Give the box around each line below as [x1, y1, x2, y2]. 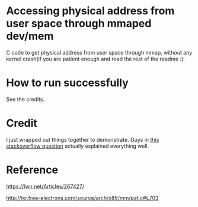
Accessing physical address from [6, 4, 175, 18]
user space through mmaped [6, 17, 152, 30]
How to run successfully [6, 76, 129, 90]
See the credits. [6, 95, 45, 103]
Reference [6, 163, 58, 176]
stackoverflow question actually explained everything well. [6, 142, 149, 149]
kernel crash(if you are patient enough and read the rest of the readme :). [6, 55, 185, 62]
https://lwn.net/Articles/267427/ [6, 183, 85, 190]
